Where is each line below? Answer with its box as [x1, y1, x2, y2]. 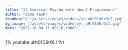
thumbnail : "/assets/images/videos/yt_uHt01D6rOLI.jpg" [5, 16, 124, 21]
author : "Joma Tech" [5, 12, 48, 17]
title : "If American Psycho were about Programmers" [5, 7, 117, 12]
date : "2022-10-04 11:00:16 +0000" [5, 26, 79, 31]
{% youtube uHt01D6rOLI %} [5, 39, 65, 45]
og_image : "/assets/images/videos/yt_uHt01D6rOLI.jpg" [5, 21, 122, 26]
